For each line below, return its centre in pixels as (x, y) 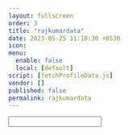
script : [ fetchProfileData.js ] (61, 76)
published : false (37, 90)
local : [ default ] (45, 68)
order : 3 (23, 23)
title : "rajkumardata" (46, 31)
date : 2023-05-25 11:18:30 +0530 (64, 38)
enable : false (39, 61)
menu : (17, 53)
